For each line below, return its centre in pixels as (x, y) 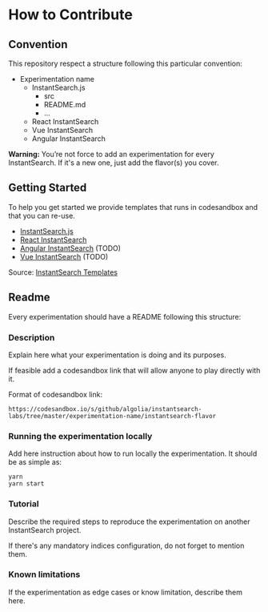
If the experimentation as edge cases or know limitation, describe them (125, 592)
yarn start (26, 484)
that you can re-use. (42, 215)
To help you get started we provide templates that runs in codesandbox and (133, 207)
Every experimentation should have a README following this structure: (125, 316)
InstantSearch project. (45, 529)
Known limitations (44, 574)
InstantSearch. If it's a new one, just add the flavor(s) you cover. (114, 163)
